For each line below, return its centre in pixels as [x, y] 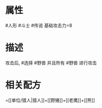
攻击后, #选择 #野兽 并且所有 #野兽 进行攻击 [51, 63]
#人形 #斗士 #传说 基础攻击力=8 [39, 25]
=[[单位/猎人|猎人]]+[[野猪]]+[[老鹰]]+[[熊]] [50, 100]
